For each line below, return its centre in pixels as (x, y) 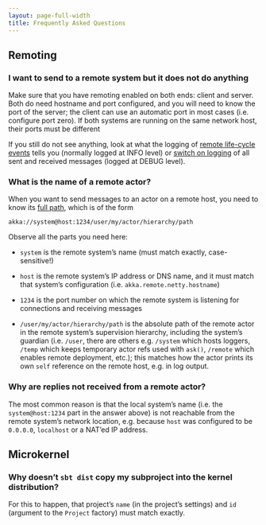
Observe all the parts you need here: (68, 237)
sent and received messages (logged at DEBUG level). (97, 161)
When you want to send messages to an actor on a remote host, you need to (133, 199)
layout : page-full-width (49, 16)
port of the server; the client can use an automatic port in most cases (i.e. (129, 112)
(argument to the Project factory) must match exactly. (96, 513)
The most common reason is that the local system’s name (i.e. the (116, 404)
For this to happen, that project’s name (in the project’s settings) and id (122, 504)
